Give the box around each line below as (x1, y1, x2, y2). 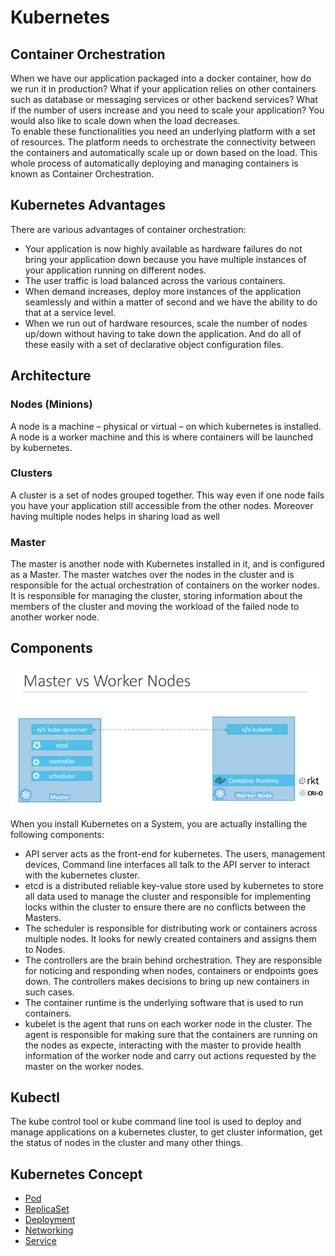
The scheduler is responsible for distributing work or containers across (24, 922, 318, 934)
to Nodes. (24, 943, 66, 955)
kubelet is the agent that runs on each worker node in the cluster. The (24, 1017, 313, 1030)
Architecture (10, 367, 92, 385)
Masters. (24, 911, 62, 923)
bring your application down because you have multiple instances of (24, 253, 307, 265)
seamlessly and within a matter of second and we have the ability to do (24, 296, 318, 308)
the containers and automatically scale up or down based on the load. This (10, 147, 318, 158)
